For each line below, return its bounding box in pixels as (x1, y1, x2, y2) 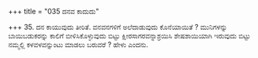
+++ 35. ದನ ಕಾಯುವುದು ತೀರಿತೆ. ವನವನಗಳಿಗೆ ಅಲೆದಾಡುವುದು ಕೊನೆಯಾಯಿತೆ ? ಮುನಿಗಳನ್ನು (8, 23, 228, 31)
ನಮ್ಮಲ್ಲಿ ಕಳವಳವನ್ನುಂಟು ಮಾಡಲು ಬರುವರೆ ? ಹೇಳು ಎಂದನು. (8, 40, 148, 49)
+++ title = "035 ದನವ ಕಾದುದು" (8, 7, 99, 16)
